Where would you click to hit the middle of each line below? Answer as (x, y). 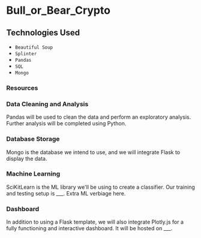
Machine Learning (33, 174)
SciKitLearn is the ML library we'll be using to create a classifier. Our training (100, 187)
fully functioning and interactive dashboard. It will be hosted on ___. (89, 228)
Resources (22, 88)
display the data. (27, 158)
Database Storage (33, 139)
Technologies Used (43, 33)
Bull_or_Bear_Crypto (58, 10)
